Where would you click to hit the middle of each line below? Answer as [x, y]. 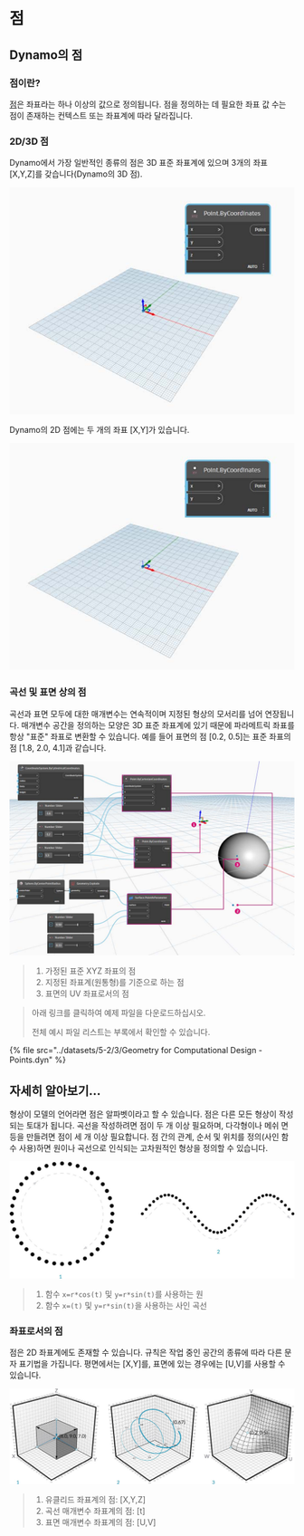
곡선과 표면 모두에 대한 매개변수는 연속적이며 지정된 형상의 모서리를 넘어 [136, 714]
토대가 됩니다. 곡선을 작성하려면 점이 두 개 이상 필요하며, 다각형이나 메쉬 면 [157, 1125]
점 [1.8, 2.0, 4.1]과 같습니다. [58, 747]
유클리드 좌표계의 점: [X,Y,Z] [95, 1500]
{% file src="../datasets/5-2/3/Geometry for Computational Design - [136, 1051]
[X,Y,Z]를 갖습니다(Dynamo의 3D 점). [76, 174]
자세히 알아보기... [55, 1091]
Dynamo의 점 [46, 55]
